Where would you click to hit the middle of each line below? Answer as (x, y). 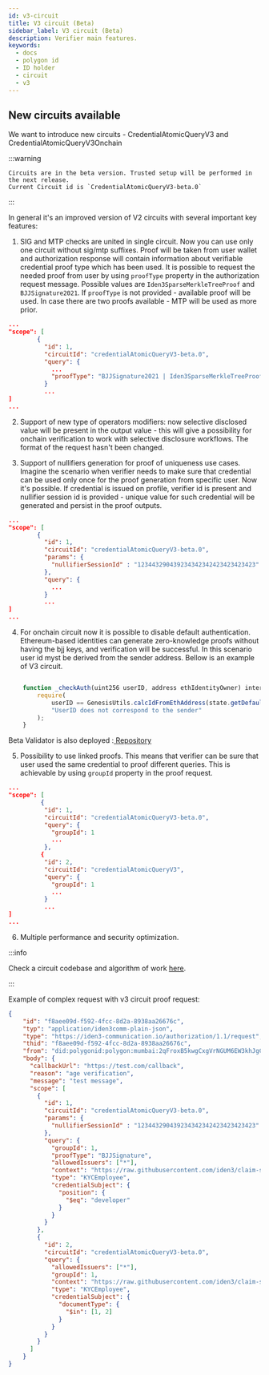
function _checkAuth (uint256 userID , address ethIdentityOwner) (132, 688)
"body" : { (39, 1058)
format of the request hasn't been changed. (92, 447)
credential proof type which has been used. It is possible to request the (137, 267)
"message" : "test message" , (76, 1081)
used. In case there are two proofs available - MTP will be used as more (139, 301)
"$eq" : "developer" (98, 1200)
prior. (28, 310)
